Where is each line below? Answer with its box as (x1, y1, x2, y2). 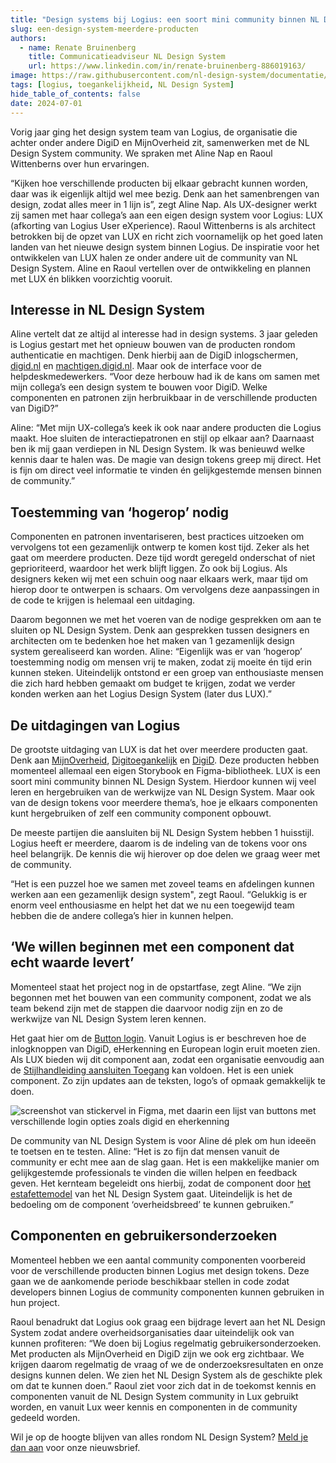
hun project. (10, 1296, 60, 1308)
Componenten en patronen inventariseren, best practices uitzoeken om (10, 531, 305, 543)
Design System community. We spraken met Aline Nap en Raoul (10, 147, 273, 159)
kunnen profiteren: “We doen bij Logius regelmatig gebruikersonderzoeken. (10, 1337, 322, 1349)
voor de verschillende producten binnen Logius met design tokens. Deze (10, 1264, 310, 1276)
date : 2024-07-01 (10, 98, 83, 108)
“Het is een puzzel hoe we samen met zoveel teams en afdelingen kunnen (10, 877, 315, 890)
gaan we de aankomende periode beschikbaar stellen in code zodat (10, 1275, 290, 1287)
